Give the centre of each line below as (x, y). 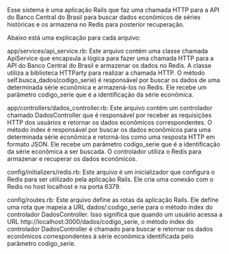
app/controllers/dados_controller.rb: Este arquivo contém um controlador (110, 108)
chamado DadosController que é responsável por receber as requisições (109, 115)
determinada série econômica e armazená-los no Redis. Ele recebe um (107, 87)
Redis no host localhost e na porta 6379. (64, 187)
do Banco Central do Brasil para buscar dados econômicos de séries (104, 17)
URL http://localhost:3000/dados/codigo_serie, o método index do (100, 221)
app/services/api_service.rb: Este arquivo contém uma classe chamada (108, 51)
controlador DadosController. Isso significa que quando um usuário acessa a (115, 214)
